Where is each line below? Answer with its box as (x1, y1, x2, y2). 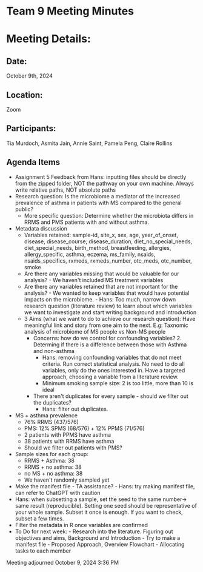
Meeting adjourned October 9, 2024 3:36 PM (6, 559, 119, 566)
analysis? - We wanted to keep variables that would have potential (24, 289, 190, 297)
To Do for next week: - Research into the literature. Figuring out (15, 528, 174, 535)
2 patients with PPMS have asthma (24, 431, 111, 438)
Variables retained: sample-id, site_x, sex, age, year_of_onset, (24, 231, 179, 238)
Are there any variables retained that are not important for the (24, 283, 178, 290)
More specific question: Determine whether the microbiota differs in (24, 212, 194, 219)
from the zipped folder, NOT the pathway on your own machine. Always (15, 180, 194, 187)
